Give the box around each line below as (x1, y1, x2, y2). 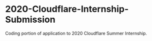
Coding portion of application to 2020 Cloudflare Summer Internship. (5, 30, 147, 36)
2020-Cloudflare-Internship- (5, 3, 129, 15)
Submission (5, 14, 56, 25)
